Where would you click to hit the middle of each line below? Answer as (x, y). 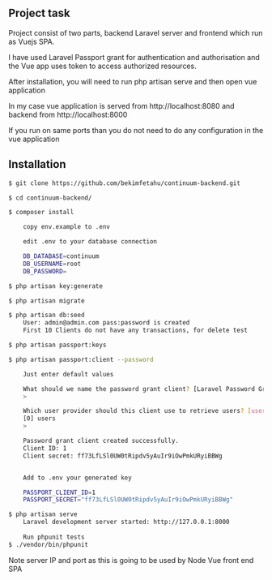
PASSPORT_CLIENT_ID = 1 (59, 492)
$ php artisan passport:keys (57, 345)
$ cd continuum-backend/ (50, 198)
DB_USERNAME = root (52, 264)
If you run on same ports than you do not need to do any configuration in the (136, 130)
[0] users (40, 419)
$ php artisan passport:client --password (81, 359)
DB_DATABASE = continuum (61, 256)
